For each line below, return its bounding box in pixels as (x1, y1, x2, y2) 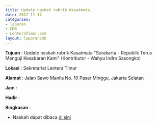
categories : (5, 17, 31, 22)
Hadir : (5, 95, 20, 101)
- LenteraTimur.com (5, 31, 47, 36)
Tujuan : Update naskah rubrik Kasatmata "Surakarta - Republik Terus (5, 49, 152, 56)
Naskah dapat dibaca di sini (12, 114, 71, 120)
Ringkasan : (5, 104, 31, 110)
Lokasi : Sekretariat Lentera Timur (5, 65, 77, 71)
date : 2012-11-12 (5, 12, 42, 17)
